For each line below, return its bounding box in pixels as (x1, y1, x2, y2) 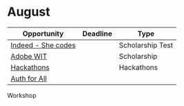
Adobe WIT (10, 51, 48, 61)
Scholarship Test (119, 40, 174, 50)
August (7, 4, 50, 20)
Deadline (82, 29, 112, 38)
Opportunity (22, 29, 64, 38)
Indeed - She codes (10, 40, 76, 50)
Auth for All (10, 73, 47, 83)
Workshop (7, 91, 37, 99)
